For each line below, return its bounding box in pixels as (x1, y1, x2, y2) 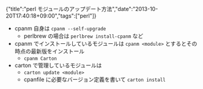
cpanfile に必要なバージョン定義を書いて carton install (23, 76, 166, 83)
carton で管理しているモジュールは (14, 62, 102, 69)
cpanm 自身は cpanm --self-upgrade (14, 25, 106, 32)
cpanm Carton (23, 55, 57, 62)
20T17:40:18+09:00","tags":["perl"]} (6, 12, 97, 20)
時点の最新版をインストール (14, 48, 85, 55)
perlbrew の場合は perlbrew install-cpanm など (23, 32, 144, 40)
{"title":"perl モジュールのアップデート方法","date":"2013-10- (6, 5, 158, 12)
